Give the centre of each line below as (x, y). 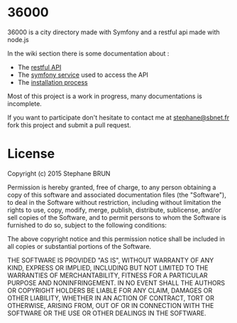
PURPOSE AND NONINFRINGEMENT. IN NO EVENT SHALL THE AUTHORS (116, 282)
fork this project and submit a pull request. (69, 125)
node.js (18, 39)
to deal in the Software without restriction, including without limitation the (114, 202)
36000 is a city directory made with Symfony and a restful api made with (114, 32)
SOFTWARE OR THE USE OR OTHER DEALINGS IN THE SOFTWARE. (107, 313)
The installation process (53, 82)
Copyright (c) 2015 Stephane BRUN (59, 173)
